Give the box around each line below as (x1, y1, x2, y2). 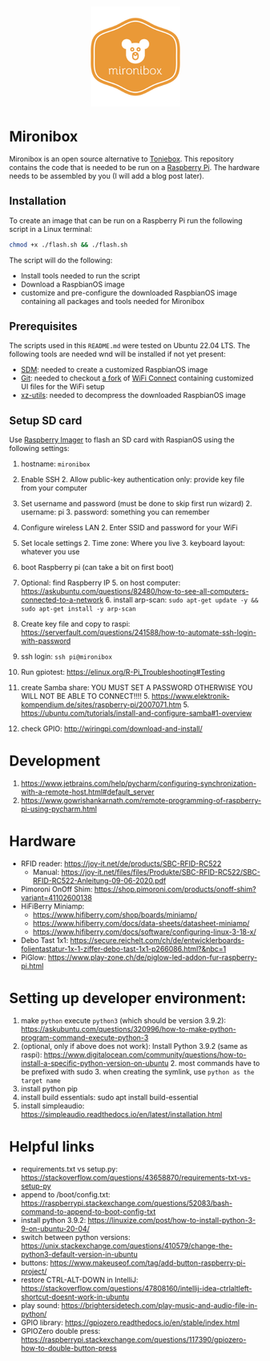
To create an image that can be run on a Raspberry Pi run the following (9, 215, 243, 225)
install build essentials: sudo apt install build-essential (20, 1093, 199, 1103)
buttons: (20, 1258, 49, 1267)
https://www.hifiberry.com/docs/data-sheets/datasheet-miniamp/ (32, 919, 250, 928)
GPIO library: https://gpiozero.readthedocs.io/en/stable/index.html (20, 1318, 240, 1327)
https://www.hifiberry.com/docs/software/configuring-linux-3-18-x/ (32, 927, 257, 936)
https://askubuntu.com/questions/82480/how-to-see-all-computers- (20, 587, 249, 596)
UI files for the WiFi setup (20, 382, 105, 392)
